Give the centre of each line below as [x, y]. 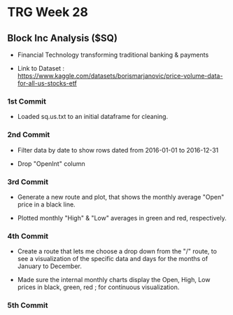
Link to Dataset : [41, 68]
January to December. [49, 266]
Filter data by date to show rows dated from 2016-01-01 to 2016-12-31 [118, 150]
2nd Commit [29, 135]
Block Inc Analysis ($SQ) [62, 38]
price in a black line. [46, 204]
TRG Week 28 [48, 12]
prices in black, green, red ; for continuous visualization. [98, 287]
